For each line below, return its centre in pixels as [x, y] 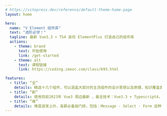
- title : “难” [24, 101]
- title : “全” [24, 83]
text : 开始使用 [33, 51]
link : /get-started [38, 56]
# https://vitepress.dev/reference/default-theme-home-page [69, 10]
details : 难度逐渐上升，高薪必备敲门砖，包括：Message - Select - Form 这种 [88, 106]
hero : [11, 23]
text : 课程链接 [33, 65]
